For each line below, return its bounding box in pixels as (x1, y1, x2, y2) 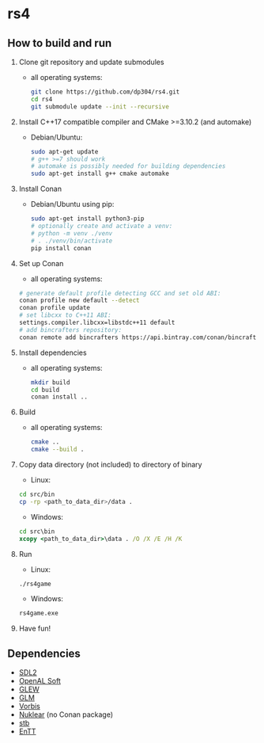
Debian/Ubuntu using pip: (30, 200, 115, 209)
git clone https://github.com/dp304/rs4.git (30, 88, 180, 96)
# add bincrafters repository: (18, 326, 123, 333)
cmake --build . (30, 445, 85, 454)
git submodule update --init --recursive (30, 102, 169, 111)
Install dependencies (18, 348, 88, 357)
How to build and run (7, 36, 112, 50)
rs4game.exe (18, 609, 58, 618)
